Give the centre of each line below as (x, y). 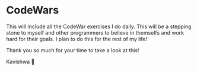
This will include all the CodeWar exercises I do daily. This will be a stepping (99, 26)
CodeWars (33, 10)
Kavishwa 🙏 (20, 62)
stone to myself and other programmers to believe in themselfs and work (95, 32)
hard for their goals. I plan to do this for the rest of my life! (77, 39)
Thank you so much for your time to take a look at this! (73, 50)
